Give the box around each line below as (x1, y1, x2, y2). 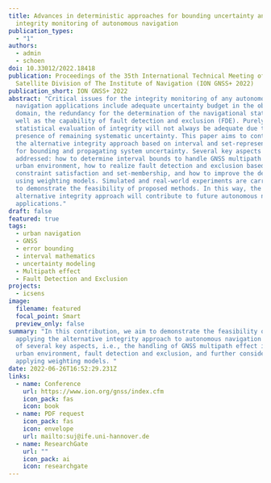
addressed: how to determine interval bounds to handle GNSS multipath (15, 154, 262, 162)
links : (8, 372, 31, 380)
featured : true (8, 215, 60, 223)
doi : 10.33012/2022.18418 (8, 65, 95, 73)
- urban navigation (15, 229, 81, 238)
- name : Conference (15, 380, 81, 388)
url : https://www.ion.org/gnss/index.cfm (23, 387, 164, 396)
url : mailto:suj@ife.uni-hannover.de (23, 432, 150, 440)
